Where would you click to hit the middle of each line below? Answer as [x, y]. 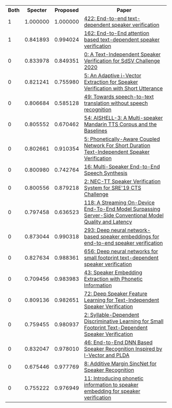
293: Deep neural [105, 230]
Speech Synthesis [106, 173]
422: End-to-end [105, 18]
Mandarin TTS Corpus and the [121, 124]
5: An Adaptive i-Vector [113, 75]
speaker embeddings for [130, 237]
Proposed [67, 10]
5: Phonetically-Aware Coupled [122, 139]
